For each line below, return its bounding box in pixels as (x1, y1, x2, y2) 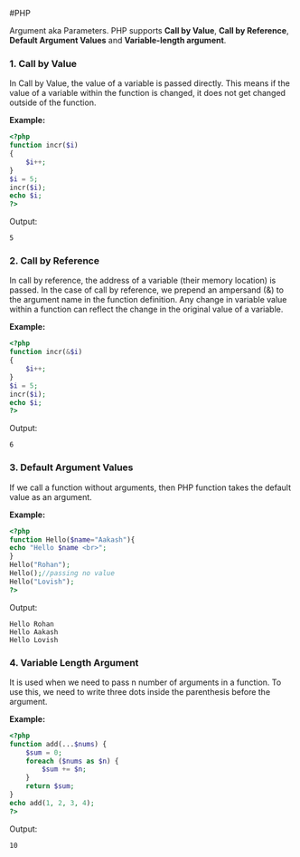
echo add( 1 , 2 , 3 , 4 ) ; (9, 798, 95, 807)
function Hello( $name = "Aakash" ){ (9, 534, 136, 544)
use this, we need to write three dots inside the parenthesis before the (9, 686, 271, 697)
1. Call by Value (9, 57, 78, 70)
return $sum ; (25, 782, 75, 791)
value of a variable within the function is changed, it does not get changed (9, 88, 286, 99)
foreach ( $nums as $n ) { (25, 756, 119, 766)
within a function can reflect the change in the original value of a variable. (9, 303, 284, 315)
